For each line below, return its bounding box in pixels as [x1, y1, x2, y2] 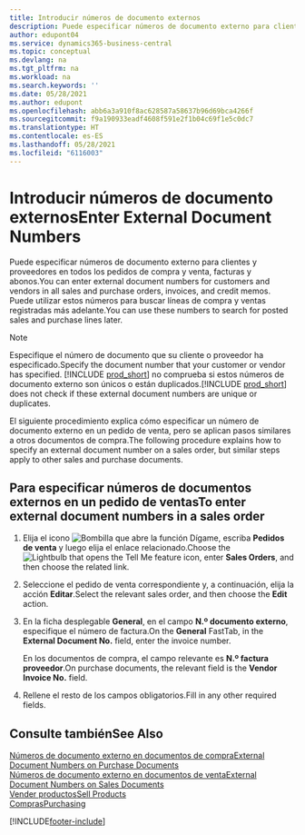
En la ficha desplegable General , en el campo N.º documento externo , [22, 616, 289, 627]
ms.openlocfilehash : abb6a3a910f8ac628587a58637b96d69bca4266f [9, 106, 254, 115]
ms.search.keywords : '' [9, 81, 100, 90]
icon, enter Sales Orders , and [182, 552, 295, 563]
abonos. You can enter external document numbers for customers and [9, 275, 271, 286]
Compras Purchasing [9, 799, 86, 810]
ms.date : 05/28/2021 [9, 89, 88, 98]
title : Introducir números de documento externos [9, 13, 202, 23]
